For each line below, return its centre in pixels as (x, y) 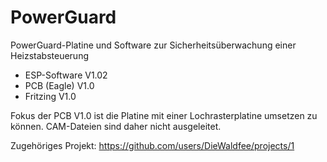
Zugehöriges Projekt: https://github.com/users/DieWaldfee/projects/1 (152, 145)
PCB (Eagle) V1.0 (59, 85)
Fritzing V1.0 (50, 96)
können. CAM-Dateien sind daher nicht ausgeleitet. (116, 126)
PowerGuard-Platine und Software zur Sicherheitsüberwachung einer (153, 45)
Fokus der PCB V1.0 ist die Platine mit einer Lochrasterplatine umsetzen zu (164, 115)
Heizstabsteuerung (50, 55)
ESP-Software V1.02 (66, 75)
